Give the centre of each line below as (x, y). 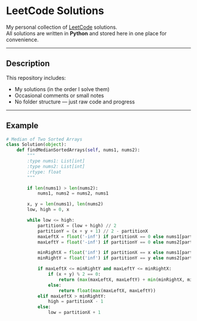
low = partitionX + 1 (74, 313)
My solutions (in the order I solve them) (62, 89)
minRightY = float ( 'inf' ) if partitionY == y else (101, 258)
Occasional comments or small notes (59, 95)
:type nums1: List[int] (56, 161)
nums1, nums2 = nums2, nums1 (73, 193)
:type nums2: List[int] (56, 166)
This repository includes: (36, 78)
